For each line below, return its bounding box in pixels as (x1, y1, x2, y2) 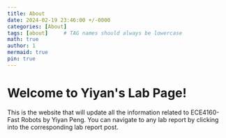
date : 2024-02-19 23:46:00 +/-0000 (7, 17, 111, 24)
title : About (7, 10, 45, 17)
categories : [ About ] (7, 23, 68, 30)
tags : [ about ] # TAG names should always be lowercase (7, 29, 183, 37)
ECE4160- (190, 108, 220, 117)
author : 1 (7, 42, 36, 49)
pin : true (7, 55, 36, 62)
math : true (7, 36, 39, 43)
